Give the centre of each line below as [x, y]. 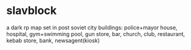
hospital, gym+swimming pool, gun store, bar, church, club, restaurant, [96, 34]
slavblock [32, 11]
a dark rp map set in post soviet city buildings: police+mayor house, [92, 27]
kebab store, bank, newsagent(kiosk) [53, 40]
